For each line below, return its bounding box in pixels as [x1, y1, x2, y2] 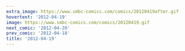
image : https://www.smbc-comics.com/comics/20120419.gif [6, 19, 150, 25]
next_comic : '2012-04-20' [6, 25, 70, 31]
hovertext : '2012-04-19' [6, 14, 68, 20]
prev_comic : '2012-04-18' [6, 30, 70, 36]
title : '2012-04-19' [6, 36, 58, 42]
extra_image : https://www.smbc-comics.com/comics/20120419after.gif [6, 8, 179, 15]
